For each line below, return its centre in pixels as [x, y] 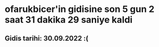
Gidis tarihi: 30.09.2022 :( [47, 38]
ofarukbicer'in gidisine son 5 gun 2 [80, 9]
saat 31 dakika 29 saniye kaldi [69, 20]
